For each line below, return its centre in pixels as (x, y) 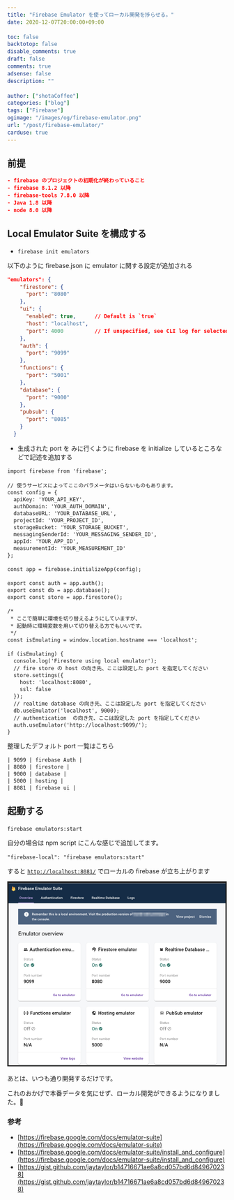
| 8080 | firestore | (39, 767)
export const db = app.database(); (59, 590)
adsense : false (29, 73)
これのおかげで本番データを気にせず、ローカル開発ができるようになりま (111, 1093)
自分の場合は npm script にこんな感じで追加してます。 (85, 843)
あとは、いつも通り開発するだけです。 (62, 1078)
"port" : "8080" (48, 294)
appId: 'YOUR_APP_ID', (46, 541)
